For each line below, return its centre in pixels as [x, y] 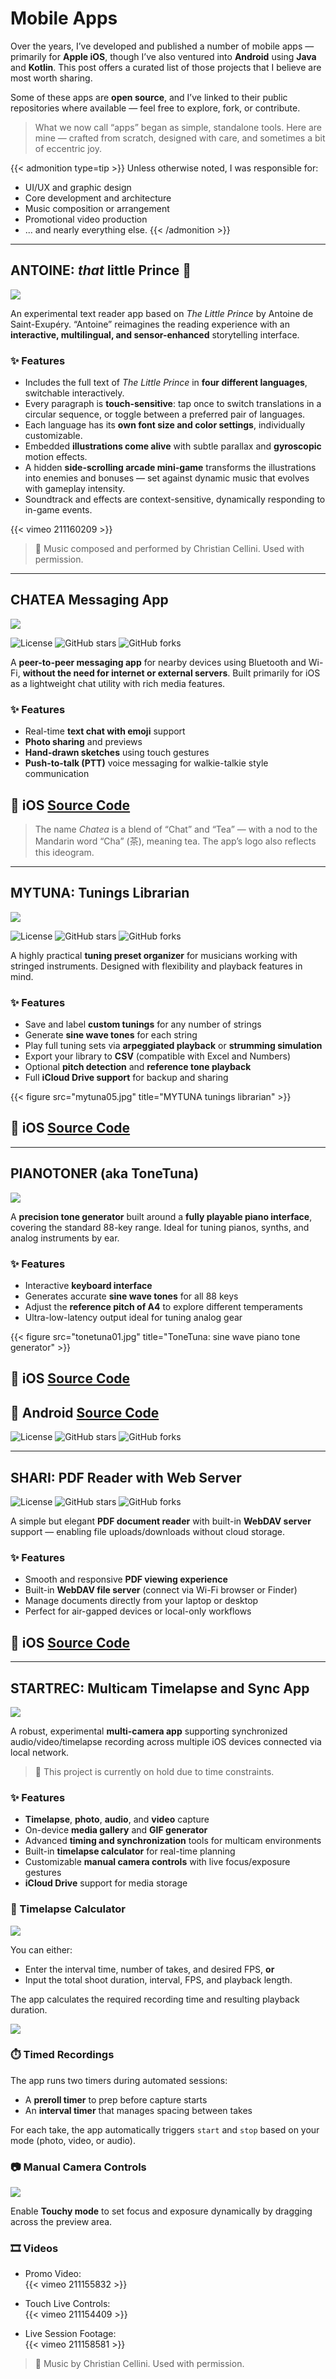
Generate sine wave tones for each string [111, 1035]
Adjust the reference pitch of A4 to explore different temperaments [163, 1306]
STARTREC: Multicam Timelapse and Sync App [160, 1688]
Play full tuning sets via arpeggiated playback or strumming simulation [173, 1046]
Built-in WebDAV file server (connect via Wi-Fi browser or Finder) [161, 1590]
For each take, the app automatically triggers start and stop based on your [165, 2129]
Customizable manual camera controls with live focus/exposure [157, 1862]
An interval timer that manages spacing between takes [138, 2110]
